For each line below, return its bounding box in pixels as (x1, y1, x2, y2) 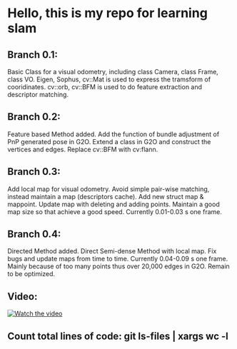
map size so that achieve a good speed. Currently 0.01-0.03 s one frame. (7, 207, 223, 216)
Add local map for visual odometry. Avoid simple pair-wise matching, (7, 184, 210, 193)
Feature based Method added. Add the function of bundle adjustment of (7, 130, 220, 138)
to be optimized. (7, 270, 56, 278)
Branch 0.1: (7, 49, 59, 61)
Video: (7, 290, 38, 303)
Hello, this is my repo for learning (7, 5, 208, 21)
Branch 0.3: (7, 166, 61, 178)
